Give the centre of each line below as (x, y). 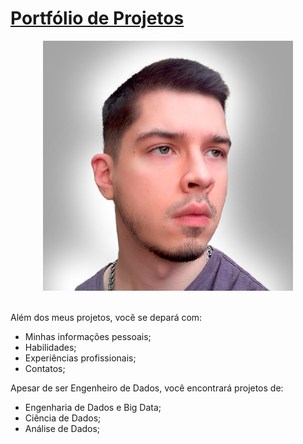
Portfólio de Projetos (97, 18)
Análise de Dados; (62, 428)
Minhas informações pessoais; (88, 336)
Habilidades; (50, 347)
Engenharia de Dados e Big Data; (93, 407)
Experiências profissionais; (80, 358)
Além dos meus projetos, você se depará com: (106, 317)
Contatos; (45, 368)
